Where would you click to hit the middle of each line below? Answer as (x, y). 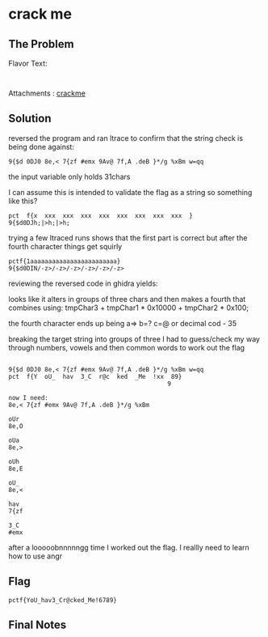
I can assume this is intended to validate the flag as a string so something (130, 192)
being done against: (42, 147)
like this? (23, 201)
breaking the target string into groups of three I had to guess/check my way (134, 339)
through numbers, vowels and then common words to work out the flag (126, 347)
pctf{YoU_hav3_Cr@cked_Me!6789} (63, 600)
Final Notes (38, 625)
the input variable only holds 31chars (69, 176)
